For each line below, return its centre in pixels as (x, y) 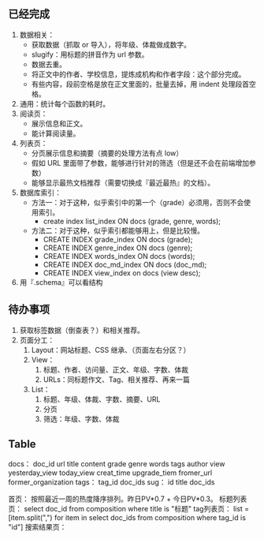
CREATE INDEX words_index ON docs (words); (119, 256)
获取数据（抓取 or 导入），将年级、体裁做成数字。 (111, 44)
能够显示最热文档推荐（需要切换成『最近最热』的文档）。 (123, 182)
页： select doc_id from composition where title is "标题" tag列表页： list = (129, 509)
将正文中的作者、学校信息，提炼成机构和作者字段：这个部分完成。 (138, 74)
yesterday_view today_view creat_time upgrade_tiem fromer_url (110, 473)
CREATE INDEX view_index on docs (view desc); (122, 273)
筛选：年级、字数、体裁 (81, 419)
